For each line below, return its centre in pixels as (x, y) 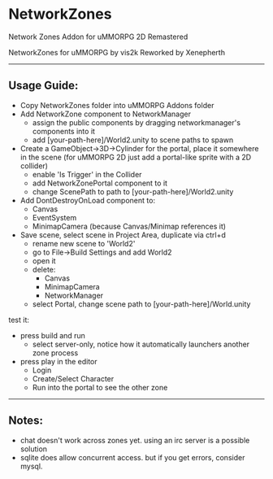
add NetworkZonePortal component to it (100, 183)
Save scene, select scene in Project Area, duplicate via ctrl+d (123, 235)
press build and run (52, 335)
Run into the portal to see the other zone (100, 387)
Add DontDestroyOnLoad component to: (88, 200)
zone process (55, 353)
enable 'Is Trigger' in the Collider (87, 174)
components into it (64, 131)
